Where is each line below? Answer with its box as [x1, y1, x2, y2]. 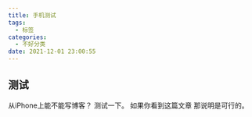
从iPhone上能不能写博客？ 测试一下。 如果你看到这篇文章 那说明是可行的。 [8, 101, 249, 110]
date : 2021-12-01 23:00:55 [8, 48, 96, 55]
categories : [8, 33, 47, 41]
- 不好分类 [15, 41, 46, 48]
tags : [8, 19, 26, 27]
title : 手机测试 [8, 11, 56, 19]
